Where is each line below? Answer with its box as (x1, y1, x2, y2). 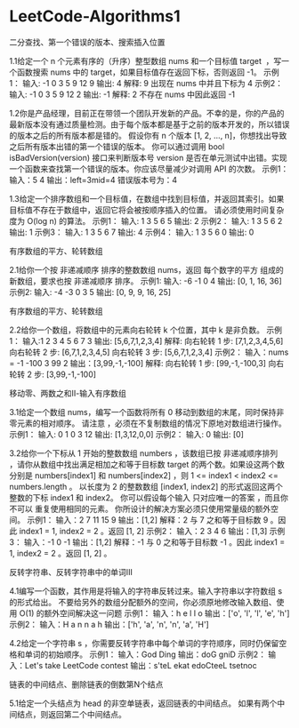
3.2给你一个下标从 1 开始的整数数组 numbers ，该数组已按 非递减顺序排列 (9, 447, 279, 459)
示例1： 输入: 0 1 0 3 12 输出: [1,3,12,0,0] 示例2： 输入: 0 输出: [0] (9, 428, 245, 439)
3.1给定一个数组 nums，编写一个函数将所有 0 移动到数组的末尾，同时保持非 (9, 406, 285, 417)
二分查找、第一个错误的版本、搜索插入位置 (9, 36, 166, 47)
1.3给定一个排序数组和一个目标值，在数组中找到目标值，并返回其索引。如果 (9, 193, 285, 204)
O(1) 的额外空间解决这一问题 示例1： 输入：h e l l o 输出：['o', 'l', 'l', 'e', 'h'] (19, 607, 290, 619)
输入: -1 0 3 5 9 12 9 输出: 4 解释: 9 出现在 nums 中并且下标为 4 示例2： (21, 77, 283, 88)
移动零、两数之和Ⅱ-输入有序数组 (9, 388, 126, 398)
